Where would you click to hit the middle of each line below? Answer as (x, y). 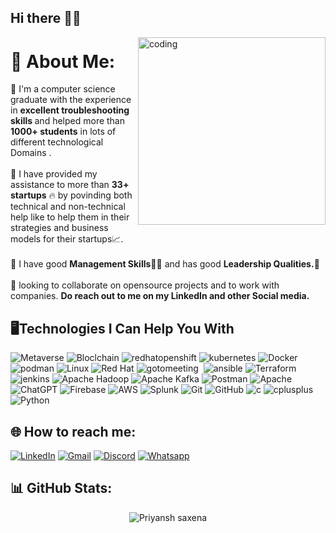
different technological (57, 142)
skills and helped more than (68, 121)
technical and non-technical (68, 207)
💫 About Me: (63, 61)
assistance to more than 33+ (70, 185)
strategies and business (59, 228)
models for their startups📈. (67, 239)
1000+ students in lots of (63, 132)
